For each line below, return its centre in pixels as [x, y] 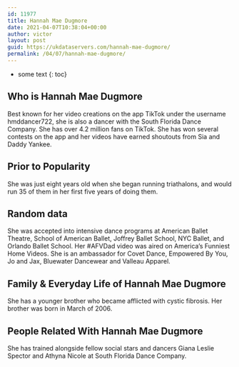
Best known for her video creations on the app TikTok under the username [117, 114]
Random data [37, 214]
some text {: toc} [42, 74]
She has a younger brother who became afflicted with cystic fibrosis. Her [115, 301]
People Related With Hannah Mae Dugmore [105, 331]
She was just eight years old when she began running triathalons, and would [119, 183]
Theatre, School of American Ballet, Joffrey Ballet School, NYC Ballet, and [116, 238]
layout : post [27, 41]
